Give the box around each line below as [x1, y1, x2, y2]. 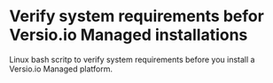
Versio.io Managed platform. [9, 64, 113, 74]
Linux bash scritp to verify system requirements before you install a [9, 54, 255, 64]
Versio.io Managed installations [9, 25, 248, 45]
